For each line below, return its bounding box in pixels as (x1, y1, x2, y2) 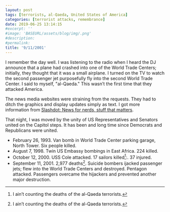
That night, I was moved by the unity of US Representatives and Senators (5, 116, 158, 122)
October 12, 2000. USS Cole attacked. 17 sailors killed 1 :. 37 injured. (12, 153, 152, 160)
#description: (5, 36, 35, 41)
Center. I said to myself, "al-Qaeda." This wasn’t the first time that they (5, 81, 152, 87)
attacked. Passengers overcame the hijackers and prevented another (12, 171, 157, 177)
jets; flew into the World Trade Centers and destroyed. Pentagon (12, 165, 147, 171)
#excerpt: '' (5, 26, 33, 31)
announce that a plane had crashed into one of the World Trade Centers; (5, 64, 157, 70)
